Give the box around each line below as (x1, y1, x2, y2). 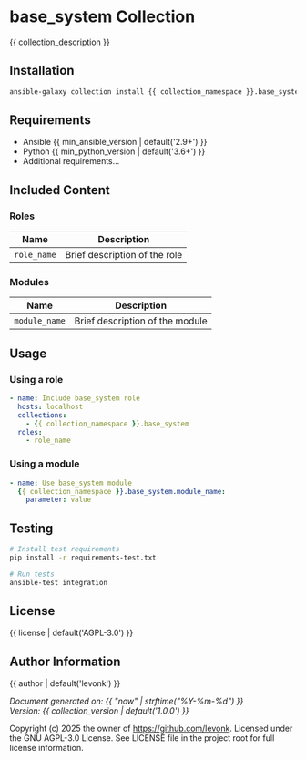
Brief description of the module (74, 314, 208, 327)
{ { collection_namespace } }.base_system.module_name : (17, 487, 226, 496)
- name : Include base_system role (9, 394, 141, 403)
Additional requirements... (22, 156, 120, 167)
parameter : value (25, 495, 92, 505)
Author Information (9, 653, 121, 669)
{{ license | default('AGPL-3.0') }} (9, 627, 134, 639)
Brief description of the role (65, 249, 183, 262)
